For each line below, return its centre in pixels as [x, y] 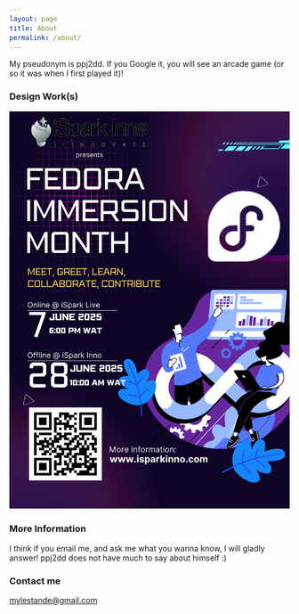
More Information [48, 528]
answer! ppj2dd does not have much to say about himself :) [118, 558]
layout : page [33, 19]
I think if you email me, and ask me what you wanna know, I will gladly [137, 548]
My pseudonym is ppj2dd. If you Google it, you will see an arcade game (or [147, 64]
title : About [33, 28]
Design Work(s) [44, 96]
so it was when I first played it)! [66, 74]
